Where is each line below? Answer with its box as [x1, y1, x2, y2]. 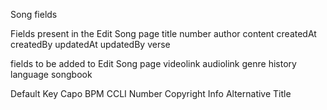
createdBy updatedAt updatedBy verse [10, 39, 171, 50]
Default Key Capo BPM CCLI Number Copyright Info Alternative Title [10, 88, 292, 99]
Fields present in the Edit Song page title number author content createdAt [10, 28, 317, 39]
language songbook [10, 69, 93, 80]
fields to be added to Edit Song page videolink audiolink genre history [10, 58, 297, 69]
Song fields [10, 9, 58, 20]
